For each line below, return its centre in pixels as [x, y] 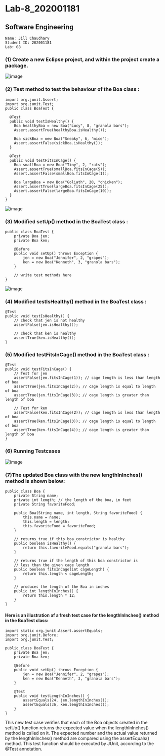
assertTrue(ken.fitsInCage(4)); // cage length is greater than [82, 430]
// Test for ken [31, 408]
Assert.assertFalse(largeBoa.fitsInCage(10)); [63, 191]
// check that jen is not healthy [49, 320]
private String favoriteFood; [45, 504]
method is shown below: [35, 481]
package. [17, 65]
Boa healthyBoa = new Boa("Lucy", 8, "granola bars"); [72, 126]
